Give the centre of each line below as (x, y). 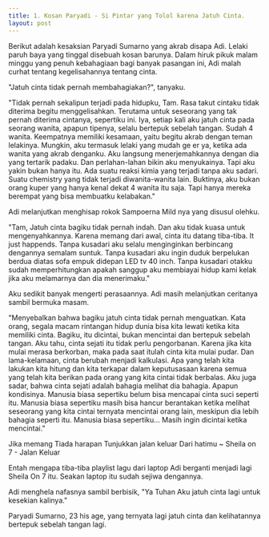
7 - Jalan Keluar (34, 452)
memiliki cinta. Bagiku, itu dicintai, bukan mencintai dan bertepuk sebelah (129, 335)
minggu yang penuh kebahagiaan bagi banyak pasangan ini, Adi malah (125, 63)
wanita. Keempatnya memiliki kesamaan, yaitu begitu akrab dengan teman (130, 136)
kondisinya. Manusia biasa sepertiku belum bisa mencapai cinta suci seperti (133, 394)
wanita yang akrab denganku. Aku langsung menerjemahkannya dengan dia (134, 154)
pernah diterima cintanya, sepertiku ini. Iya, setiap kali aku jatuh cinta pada (131, 119)
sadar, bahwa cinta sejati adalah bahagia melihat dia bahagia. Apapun (123, 386)
